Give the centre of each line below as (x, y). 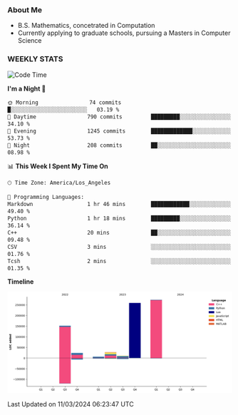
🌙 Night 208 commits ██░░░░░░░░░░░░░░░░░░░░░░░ (119, 145)
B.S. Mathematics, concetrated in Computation (86, 26)
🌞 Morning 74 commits (64, 102)
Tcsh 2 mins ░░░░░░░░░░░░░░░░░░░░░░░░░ (119, 261)
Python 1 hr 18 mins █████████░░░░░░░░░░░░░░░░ (119, 218)
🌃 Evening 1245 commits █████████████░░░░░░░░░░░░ (119, 131)
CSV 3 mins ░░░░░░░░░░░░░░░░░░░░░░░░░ (119, 247)
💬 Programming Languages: (46, 197)
